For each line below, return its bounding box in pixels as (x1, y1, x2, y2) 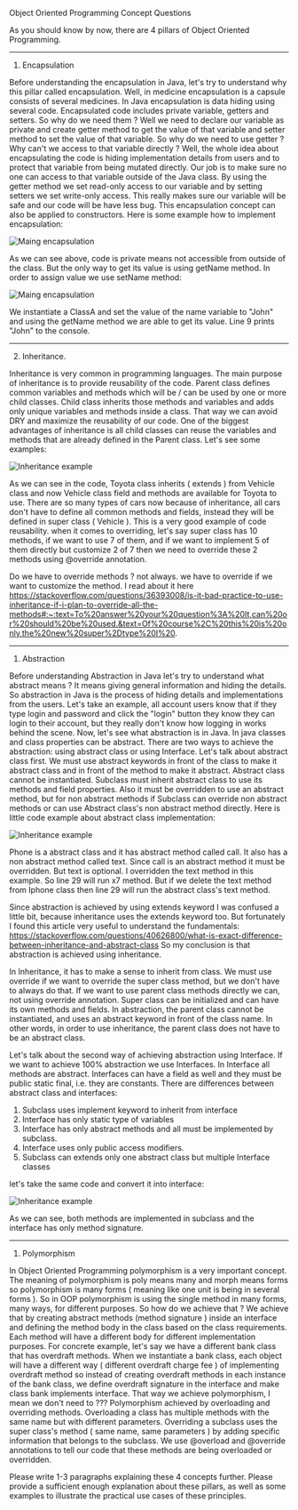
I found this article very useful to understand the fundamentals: (9, 920, 240, 931)
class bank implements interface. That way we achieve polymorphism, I (9, 1388, 271, 1399)
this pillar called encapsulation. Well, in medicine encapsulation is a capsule (9, 86, 286, 97)
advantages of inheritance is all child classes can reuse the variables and (9, 425, 277, 435)
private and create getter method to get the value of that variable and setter (9, 124, 286, 134)
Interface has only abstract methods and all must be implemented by (21, 1124, 273, 1134)
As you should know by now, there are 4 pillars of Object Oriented (9, 25, 250, 35)
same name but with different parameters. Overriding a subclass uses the (9, 1417, 278, 1426)
